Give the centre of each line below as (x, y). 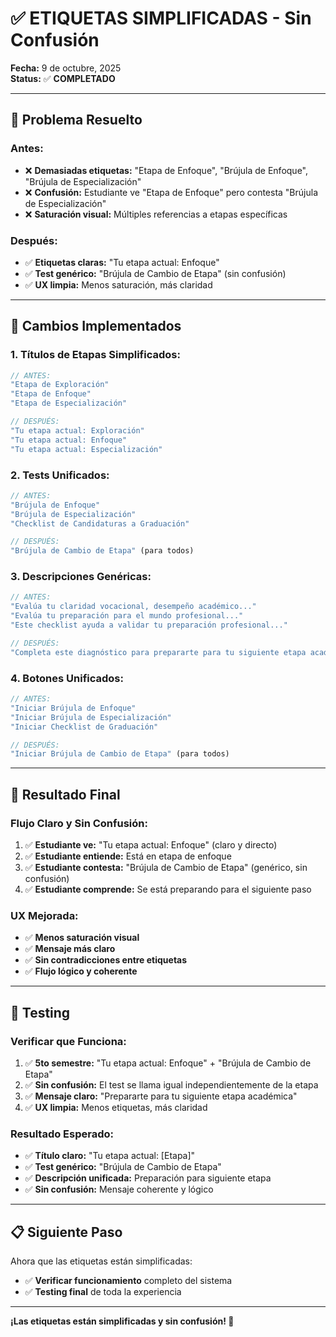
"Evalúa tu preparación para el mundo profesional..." (127, 616)
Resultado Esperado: (62, 1134)
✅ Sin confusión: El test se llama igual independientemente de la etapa (171, 1084)
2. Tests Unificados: (60, 475)
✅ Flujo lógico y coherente (81, 971)
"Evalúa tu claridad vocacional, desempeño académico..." (133, 607)
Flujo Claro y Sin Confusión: (79, 823)
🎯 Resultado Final (65, 794)
